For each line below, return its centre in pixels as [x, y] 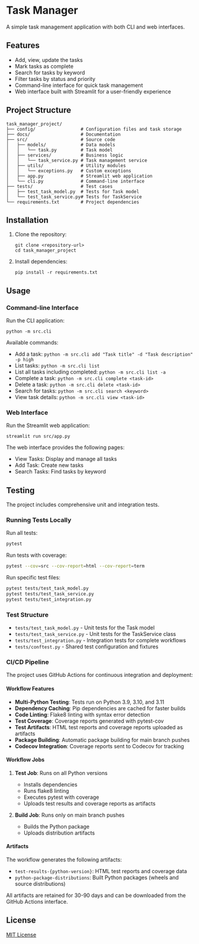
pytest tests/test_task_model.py [48, 589]
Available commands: [32, 343]
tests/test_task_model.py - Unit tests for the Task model [85, 628]
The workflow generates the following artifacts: [64, 860]
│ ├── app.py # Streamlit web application [79, 176]
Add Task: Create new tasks [49, 465]
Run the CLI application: [35, 321]
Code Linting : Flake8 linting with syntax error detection [82, 714]
